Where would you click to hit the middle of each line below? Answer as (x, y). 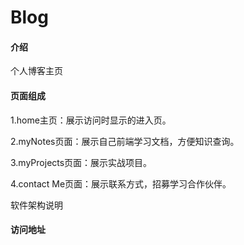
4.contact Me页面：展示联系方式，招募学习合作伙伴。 (121, 183)
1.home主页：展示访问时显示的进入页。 (91, 120)
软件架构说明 (36, 205)
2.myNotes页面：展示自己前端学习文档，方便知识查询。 (125, 141)
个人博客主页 (36, 71)
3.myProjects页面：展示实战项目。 (81, 162)
